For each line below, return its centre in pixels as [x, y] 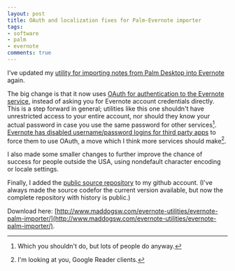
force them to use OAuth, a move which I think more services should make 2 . [117, 140]
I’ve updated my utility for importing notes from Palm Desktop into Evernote [116, 72]
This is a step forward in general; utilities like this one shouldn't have [106, 109]
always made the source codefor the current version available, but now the [115, 190]
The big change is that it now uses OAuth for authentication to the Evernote [116, 93]
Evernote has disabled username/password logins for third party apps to [112, 132]
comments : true [29, 53]
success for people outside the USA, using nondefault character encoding [114, 162]
